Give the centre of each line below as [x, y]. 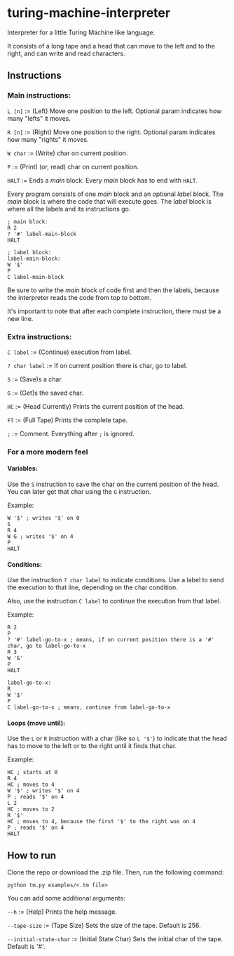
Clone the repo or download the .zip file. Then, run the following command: [116, 872]
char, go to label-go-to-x [47, 646]
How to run [32, 855]
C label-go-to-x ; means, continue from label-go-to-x [89, 707]
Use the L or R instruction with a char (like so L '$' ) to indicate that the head [117, 738]
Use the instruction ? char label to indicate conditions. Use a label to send [116, 580]
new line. [20, 318]
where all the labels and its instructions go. [69, 209]
